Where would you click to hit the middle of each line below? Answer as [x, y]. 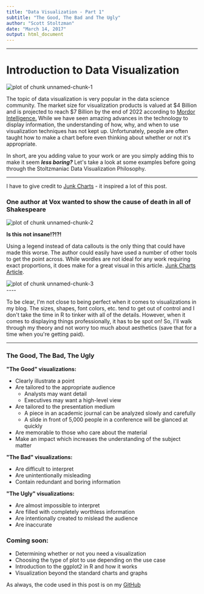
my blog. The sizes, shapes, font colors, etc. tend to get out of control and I [100, 309]
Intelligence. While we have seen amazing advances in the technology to [97, 118]
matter [23, 445]
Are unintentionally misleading [53, 475]
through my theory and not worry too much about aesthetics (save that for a [101, 328]
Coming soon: [27, 540]
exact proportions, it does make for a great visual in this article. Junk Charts [101, 265]
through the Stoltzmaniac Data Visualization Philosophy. [76, 169]
